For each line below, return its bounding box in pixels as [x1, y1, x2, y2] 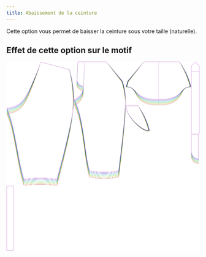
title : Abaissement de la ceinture [6, 10, 97, 16]
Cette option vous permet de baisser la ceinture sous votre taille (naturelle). [6, 28, 197, 35]
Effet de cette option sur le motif [6, 45, 132, 56]
